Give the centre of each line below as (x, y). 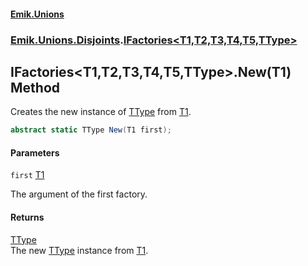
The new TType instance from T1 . (79, 250)
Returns (27, 217)
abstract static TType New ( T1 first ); (91, 130)
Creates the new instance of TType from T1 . (101, 112)
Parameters (35, 152)
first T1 (27, 175)
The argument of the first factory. (79, 194)
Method (35, 87)
